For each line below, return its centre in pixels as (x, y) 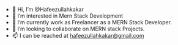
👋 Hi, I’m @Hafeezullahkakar (48, 9)
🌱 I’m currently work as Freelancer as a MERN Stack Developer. (92, 22)
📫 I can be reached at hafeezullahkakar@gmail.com (78, 36)
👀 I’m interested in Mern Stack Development (68, 16)
